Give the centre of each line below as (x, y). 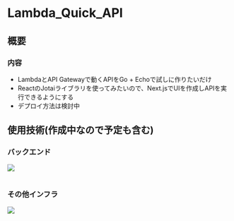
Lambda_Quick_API (65, 13)
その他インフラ (33, 194)
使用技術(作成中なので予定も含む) (81, 130)
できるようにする (49, 97)
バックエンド (29, 152)
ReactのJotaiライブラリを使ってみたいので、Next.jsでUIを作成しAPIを (119, 88)
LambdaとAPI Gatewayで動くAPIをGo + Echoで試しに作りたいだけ (115, 79)
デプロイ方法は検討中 (48, 106)
